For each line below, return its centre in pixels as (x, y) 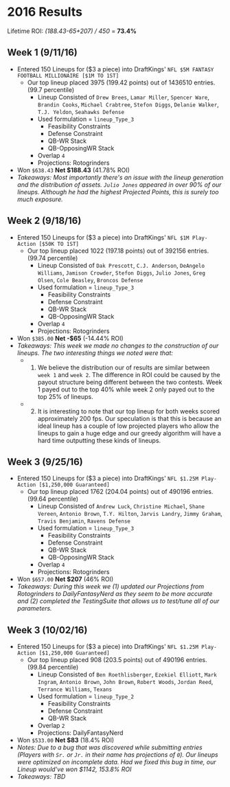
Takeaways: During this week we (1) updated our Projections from (111, 586)
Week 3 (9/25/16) (45, 462)
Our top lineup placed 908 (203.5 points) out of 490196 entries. (117, 660)
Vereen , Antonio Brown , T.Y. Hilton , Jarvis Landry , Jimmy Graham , (130, 514)
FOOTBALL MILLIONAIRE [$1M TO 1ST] (68, 76)
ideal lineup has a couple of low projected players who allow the (128, 426)
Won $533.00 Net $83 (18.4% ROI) (66, 740)
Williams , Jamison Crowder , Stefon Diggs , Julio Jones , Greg (122, 273)
